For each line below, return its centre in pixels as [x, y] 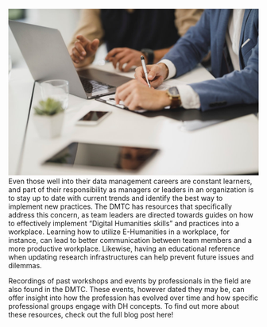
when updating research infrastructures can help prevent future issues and [131, 257]
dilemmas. [25, 265]
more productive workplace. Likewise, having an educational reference [124, 248]
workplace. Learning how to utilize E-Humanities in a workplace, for [119, 232]
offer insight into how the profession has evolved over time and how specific [133, 298]
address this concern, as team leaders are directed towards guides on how [131, 214]
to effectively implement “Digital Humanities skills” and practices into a [124, 223]
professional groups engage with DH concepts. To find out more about [124, 306]
